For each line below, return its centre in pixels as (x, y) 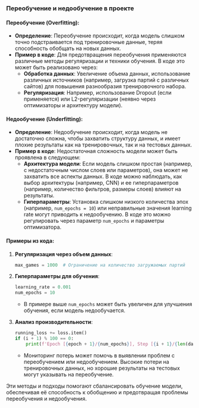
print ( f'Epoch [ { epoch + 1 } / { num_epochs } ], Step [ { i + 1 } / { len (106, 344)
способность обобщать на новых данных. (68, 48)
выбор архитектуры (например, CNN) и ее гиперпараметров (101, 183)
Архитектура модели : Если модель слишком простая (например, (108, 164)
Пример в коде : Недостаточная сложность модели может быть (96, 151)
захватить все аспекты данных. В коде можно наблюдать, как (103, 176)
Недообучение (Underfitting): (45, 119)
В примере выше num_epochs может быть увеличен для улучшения (108, 304)
